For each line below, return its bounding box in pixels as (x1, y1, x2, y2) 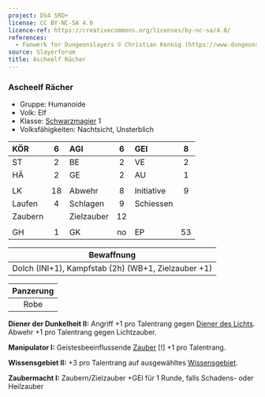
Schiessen (134, 198, 174, 209)
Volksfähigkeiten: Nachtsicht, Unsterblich (19, 125, 154, 134)
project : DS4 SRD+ (8, 11, 69, 20)
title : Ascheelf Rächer (8, 56, 87, 64)
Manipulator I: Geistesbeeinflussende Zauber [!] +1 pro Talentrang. (8, 343, 226, 352)
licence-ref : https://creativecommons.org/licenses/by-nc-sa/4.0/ (8, 26, 231, 34)
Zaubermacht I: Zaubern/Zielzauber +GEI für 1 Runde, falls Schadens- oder (8, 373, 254, 383)
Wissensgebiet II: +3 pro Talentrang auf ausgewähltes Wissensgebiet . (8, 358, 238, 368)
